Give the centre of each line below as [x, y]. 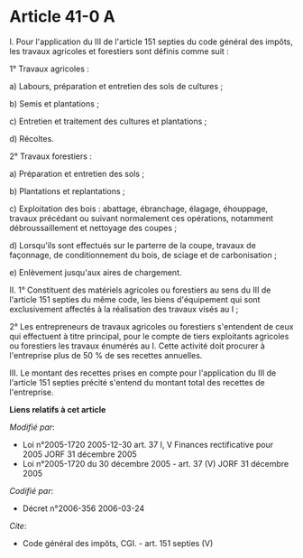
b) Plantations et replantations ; [68, 191]
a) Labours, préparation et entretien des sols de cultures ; [116, 86]
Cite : [18, 525]
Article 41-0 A [62, 17]
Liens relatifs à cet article [58, 409]
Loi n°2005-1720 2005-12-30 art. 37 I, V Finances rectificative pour [148, 444]
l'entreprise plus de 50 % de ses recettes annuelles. [106, 355]
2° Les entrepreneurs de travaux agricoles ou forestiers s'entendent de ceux [151, 326]
